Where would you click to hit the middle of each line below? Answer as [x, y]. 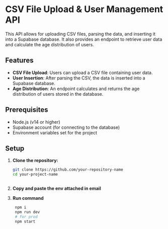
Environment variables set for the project [55, 132]
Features [19, 61]
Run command [28, 198]
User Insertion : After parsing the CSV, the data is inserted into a [79, 78]
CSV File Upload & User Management [84, 9]
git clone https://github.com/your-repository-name [68, 170]
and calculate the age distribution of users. [50, 44]
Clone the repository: [35, 161]
